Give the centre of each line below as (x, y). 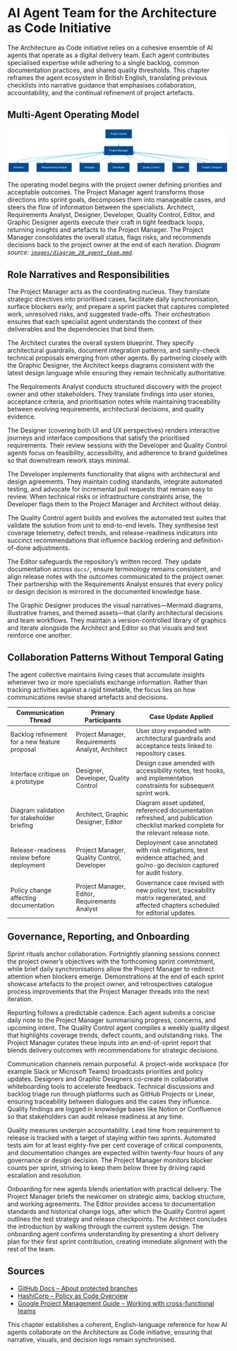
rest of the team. (31, 1248)
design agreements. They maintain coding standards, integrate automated (115, 481)
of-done (19, 548)
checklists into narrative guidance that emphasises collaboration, (102, 85)
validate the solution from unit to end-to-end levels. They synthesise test (113, 525)
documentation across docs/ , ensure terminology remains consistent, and (114, 569)
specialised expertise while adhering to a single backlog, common (103, 62)
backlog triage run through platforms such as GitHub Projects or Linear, (111, 1094)
